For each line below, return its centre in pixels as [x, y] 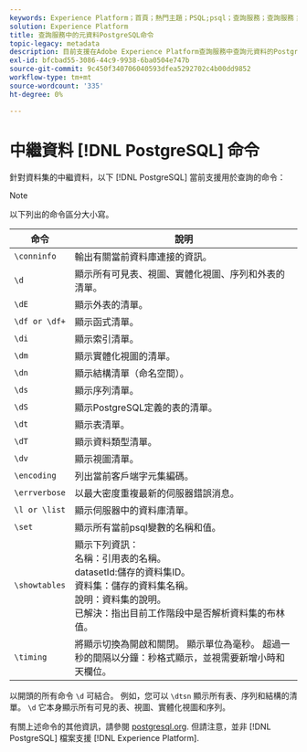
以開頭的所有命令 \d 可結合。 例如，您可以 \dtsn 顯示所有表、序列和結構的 [149, 696]
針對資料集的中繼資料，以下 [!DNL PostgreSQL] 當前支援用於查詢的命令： [148, 177]
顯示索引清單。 [107, 339]
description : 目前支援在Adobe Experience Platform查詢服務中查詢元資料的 [142, 52]
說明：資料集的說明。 [121, 599]
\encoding [35, 476]
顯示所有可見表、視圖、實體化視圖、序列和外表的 [180, 274]
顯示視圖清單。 [107, 460]
